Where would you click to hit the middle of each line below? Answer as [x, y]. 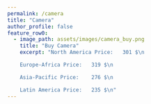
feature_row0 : [28, 33]
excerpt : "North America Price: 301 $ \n [82, 53]
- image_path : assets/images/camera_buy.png [79, 40]
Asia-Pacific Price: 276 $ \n [66, 77]
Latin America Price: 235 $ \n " [68, 90]
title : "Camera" [31, 20]
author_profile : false [40, 26]
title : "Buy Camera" [49, 46]
